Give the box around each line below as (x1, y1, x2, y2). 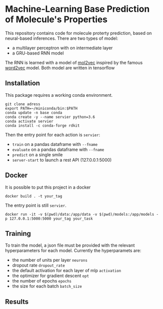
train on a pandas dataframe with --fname (12, 141, 98, 147)
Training (5, 229, 31, 238)
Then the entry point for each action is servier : (5, 132, 100, 138)
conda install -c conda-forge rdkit (5, 123, 80, 128)
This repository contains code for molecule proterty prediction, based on (5, 30, 152, 36)
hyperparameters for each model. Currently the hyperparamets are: (5, 248, 141, 253)
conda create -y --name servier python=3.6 (5, 114, 95, 119)
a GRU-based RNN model (12, 50, 64, 56)
